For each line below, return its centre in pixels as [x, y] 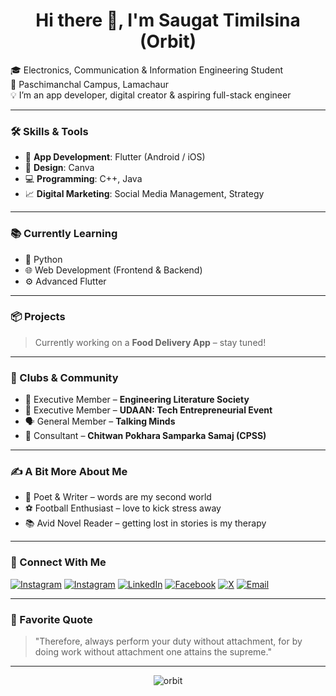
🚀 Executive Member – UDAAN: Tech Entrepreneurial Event [148, 410]
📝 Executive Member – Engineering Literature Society [137, 400]
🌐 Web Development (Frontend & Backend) [113, 270]
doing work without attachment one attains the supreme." [153, 652]
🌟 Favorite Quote [51, 619]
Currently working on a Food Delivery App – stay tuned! [150, 342]
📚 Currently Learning [64, 234]
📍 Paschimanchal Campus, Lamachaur [89, 84]
